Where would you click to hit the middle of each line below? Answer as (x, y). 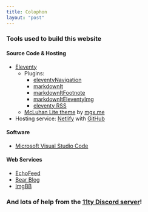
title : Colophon (27, 12)
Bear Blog (27, 180)
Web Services (24, 160)
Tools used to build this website (54, 39)
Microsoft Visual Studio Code (52, 146)
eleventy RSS (50, 105)
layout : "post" (25, 18)
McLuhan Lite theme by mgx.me (64, 112)
